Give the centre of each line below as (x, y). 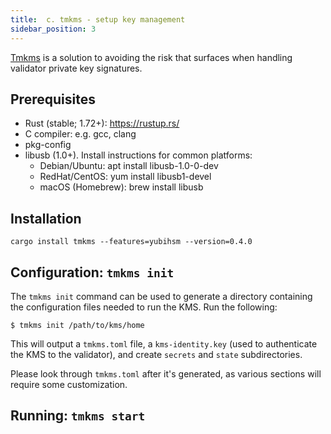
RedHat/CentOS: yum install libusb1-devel (125, 177)
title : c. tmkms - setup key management (98, 19)
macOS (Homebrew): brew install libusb (121, 187)
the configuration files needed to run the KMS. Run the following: (144, 307)
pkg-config (48, 145)
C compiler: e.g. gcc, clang (80, 134)
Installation (46, 218)
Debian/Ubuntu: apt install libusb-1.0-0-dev (129, 166)
